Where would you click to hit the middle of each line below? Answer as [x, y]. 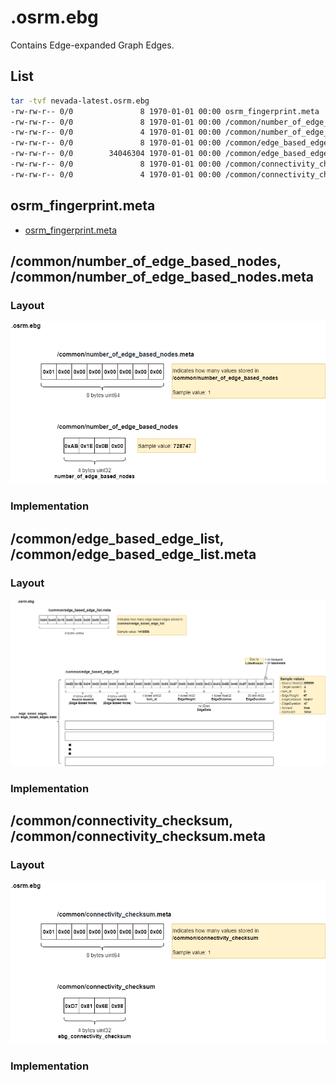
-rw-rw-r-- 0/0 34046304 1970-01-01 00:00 [116, 154]
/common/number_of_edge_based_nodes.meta [162, 276]
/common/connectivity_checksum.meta [138, 836]
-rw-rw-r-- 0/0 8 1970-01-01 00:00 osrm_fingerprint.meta [165, 111]
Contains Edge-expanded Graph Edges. [92, 45]
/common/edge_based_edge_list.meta [133, 554]
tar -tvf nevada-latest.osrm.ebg [80, 101]
